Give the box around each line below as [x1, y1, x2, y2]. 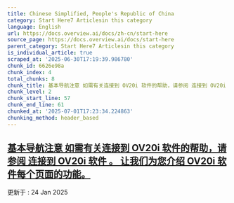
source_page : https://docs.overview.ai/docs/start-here [7, 36, 174, 43]
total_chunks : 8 [7, 75, 55, 83]
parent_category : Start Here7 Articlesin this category [7, 43, 174, 50]
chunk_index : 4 [7, 69, 52, 76]
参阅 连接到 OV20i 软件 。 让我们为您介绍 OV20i [7, 155, 216, 167]
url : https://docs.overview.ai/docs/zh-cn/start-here [7, 29, 169, 37]
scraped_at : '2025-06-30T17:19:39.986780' [7, 56, 134, 63]
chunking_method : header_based [7, 114, 99, 121]
